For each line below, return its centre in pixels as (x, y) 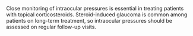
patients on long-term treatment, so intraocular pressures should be (89, 21)
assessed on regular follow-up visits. (51, 27)
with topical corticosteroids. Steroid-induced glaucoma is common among (97, 15)
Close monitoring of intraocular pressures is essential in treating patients (95, 8)
